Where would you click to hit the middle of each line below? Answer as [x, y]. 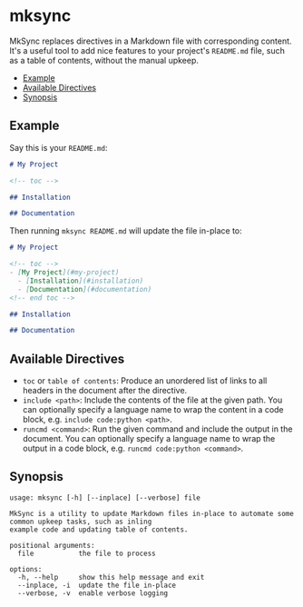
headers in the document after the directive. [105, 391]
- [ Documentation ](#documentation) [85, 289]
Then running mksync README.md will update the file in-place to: [126, 231]
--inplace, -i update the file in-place [97, 585]
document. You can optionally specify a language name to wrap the [149, 439]
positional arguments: [52, 545]
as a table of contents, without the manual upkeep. [104, 60]
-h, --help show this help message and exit [111, 577]
